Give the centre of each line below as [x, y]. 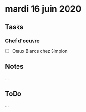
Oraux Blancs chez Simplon [40, 51]
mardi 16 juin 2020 [43, 9]
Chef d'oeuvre [22, 41]
